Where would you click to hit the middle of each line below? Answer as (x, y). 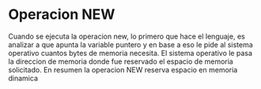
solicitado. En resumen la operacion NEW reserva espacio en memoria (123, 69)
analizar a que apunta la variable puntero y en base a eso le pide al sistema (130, 44)
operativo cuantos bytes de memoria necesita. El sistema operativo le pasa (130, 53)
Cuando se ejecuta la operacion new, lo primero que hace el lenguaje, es (127, 36)
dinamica (23, 78)
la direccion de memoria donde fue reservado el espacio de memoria (121, 61)
